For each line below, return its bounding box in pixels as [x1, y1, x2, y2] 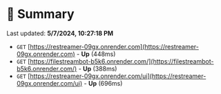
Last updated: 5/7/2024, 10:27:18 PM [6, 29, 114, 37]
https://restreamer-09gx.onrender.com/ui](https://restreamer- [30, 72, 206, 80]
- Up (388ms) [78, 64, 117, 73]
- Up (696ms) [84, 79, 123, 87]
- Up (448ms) [76, 50, 116, 58]
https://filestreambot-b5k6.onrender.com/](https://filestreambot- [30, 57, 214, 65]
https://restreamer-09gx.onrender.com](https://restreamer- [30, 42, 200, 50]
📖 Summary [6, 6, 75, 22]
